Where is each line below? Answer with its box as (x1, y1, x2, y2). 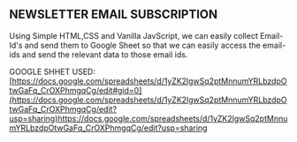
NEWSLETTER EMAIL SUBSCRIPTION (9, 7, 218, 22)
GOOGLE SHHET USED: (9, 66, 95, 77)
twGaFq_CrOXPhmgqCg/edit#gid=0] (9, 85, 142, 95)
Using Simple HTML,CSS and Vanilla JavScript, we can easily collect (9, 30, 258, 41)
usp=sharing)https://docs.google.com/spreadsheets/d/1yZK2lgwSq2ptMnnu (9, 113, 288, 123)
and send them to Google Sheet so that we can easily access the (24, 40, 261, 50)
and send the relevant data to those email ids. (21, 49, 188, 60)
